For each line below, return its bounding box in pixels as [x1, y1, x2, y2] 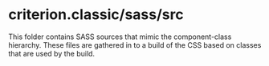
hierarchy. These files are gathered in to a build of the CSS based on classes [8, 40, 262, 49]
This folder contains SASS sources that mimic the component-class [8, 32, 232, 41]
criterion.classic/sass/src [8, 6, 184, 24]
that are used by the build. [8, 49, 95, 58]
